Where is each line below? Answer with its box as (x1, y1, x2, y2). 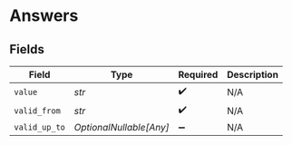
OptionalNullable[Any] (73, 121, 170, 133)
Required (178, 69, 219, 81)
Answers (9, 5, 79, 26)
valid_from (14, 105, 61, 116)
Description (226, 69, 279, 81)
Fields (9, 42, 45, 57)
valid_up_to (14, 122, 66, 132)
